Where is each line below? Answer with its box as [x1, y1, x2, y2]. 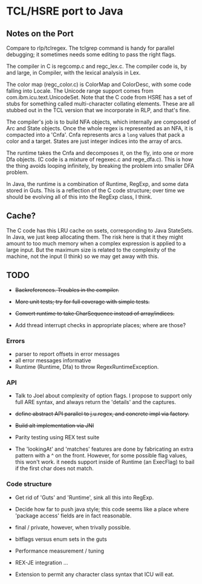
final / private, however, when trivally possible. [15, 523, 131, 531]
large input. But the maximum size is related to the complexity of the [6, 246, 176, 253]
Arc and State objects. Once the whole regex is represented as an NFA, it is [6, 125, 194, 131]
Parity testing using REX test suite [15, 434, 100, 441]
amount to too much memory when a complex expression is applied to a [6, 239, 186, 247]
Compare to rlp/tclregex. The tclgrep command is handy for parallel [6, 44, 175, 51]
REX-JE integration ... [15, 559, 68, 566]
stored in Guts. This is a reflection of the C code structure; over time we [6, 187, 185, 194]
